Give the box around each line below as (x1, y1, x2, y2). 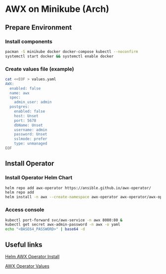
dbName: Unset (14, 123, 43, 128)
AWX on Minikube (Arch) (5, 3, 110, 15)
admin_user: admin (14, 100, 52, 105)
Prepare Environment (5, 23, 72, 32)
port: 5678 (14, 118, 37, 123)
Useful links (5, 240, 43, 249)
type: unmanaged (14, 141, 48, 146)
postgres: (9, 104, 30, 109)
